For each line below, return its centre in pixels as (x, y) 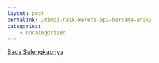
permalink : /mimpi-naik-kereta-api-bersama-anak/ (80, 20)
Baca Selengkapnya (35, 52)
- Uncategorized (43, 33)
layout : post (26, 13)
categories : (24, 26)
